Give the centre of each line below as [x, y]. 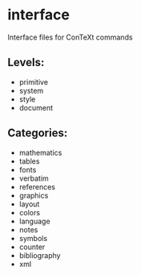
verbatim [34, 178]
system [31, 90]
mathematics [40, 152]
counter [32, 247]
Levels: [26, 62]
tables [29, 161]
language [34, 221]
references [37, 186]
